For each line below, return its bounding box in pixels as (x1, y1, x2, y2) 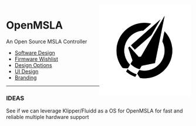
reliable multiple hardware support (6, 114, 89, 121)
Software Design (14, 49, 56, 56)
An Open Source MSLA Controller (6, 38, 87, 45)
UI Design (14, 68, 39, 75)
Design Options (14, 61, 52, 68)
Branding (14, 74, 37, 81)
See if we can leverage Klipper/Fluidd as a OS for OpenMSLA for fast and (6, 107, 183, 114)
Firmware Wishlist (14, 55, 59, 62)
